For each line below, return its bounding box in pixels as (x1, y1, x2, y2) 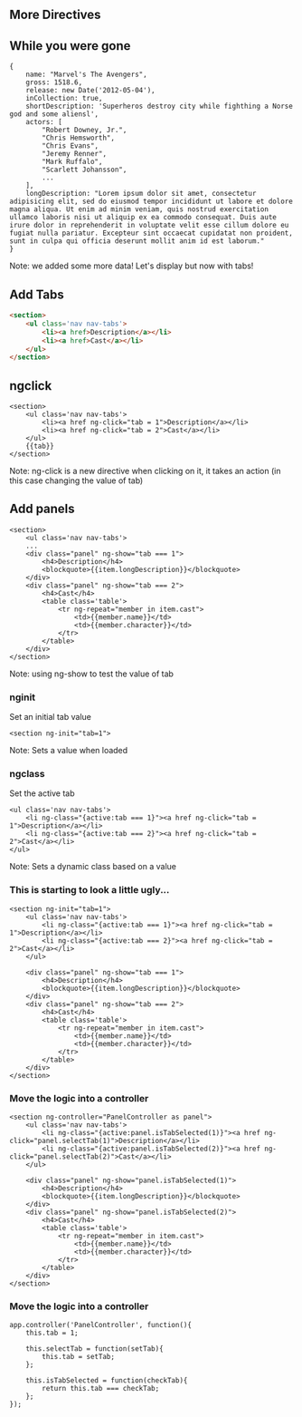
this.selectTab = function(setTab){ (25, 1344, 165, 1354)
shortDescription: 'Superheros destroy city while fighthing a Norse (25, 102, 294, 112)
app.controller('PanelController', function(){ (9, 1321, 193, 1330)
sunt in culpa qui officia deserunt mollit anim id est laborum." (9, 237, 265, 246)
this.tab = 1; (25, 1328, 79, 1338)
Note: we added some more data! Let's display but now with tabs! (9, 260, 254, 271)
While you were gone (9, 38, 131, 53)
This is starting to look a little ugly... (9, 884, 170, 897)
